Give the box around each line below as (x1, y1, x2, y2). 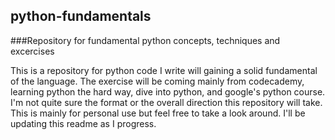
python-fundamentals (10, 8, 152, 25)
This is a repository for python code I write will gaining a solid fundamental (10, 64, 318, 76)
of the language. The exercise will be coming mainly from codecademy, (10, 75, 305, 87)
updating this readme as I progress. (10, 117, 157, 129)
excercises (10, 45, 55, 57)
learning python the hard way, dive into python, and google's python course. (10, 85, 326, 98)
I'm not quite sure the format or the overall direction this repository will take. (10, 96, 323, 108)
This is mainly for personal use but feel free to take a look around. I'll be (10, 107, 306, 119)
